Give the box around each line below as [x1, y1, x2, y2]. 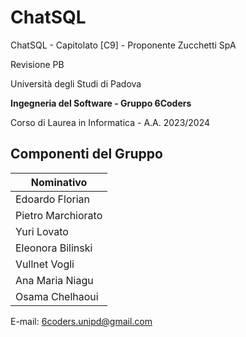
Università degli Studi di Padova [10, 77, 142, 90]
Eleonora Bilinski [15, 241, 93, 255]
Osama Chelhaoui [15, 289, 99, 303]
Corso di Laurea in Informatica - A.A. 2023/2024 [10, 116, 211, 128]
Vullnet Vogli [15, 257, 75, 271]
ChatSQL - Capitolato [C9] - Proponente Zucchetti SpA [10, 39, 237, 51]
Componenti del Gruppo [10, 146, 163, 163]
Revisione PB [10, 58, 65, 70]
